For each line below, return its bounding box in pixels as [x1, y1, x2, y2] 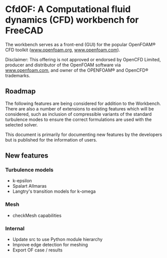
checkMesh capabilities [12, 212, 62, 218]
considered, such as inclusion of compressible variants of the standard [5, 111, 152, 117]
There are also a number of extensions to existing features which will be [5, 105, 154, 111]
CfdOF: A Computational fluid [5, 4, 131, 15]
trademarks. [5, 72, 31, 78]
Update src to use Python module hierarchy [12, 236, 103, 242]
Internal [5, 225, 25, 232]
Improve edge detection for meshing [12, 242, 88, 248]
